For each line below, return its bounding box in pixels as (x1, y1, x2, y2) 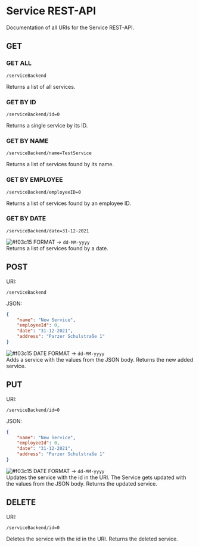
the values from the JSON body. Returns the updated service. (6, 480, 158, 487)
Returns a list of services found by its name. (6, 161, 114, 168)
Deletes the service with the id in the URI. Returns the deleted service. (6, 535, 179, 542)
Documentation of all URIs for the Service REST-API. (6, 24, 135, 31)
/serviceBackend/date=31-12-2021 (6, 228, 89, 234)
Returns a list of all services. (6, 83, 76, 90)
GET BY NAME (6, 136, 49, 145)
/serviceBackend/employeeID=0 (6, 189, 82, 195)
